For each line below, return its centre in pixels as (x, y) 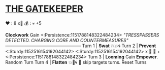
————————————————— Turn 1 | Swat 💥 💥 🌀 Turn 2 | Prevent (81, 46)
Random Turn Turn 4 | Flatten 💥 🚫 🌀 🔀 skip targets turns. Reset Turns (76, 62)
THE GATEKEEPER (44, 9)
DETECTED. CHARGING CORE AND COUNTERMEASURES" (67, 40)
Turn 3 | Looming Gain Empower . (123, 57)
